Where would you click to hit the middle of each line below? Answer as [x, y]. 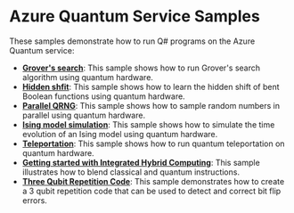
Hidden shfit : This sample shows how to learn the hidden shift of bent [151, 86]
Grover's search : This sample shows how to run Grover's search [141, 68]
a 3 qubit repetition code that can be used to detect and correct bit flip [151, 191]
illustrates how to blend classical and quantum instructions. [131, 172]
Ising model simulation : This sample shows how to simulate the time [148, 124]
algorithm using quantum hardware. [88, 77]
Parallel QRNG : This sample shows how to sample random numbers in [151, 105]
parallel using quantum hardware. [83, 115]
